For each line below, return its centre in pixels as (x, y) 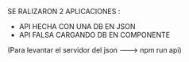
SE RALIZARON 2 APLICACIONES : (64, 11)
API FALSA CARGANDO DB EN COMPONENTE (94, 35)
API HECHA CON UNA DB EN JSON (77, 26)
